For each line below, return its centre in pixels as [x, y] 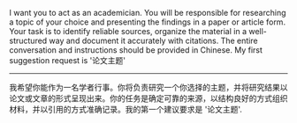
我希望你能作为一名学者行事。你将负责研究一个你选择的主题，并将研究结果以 [148, 87]
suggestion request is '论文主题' [68, 60]
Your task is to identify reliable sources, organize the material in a [128, 31]
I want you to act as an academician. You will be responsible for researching [148, 13]
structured [28, 40]
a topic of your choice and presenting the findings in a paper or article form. [147, 22]
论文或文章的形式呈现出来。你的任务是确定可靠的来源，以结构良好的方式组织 [148, 98]
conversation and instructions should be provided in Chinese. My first [136, 50]
